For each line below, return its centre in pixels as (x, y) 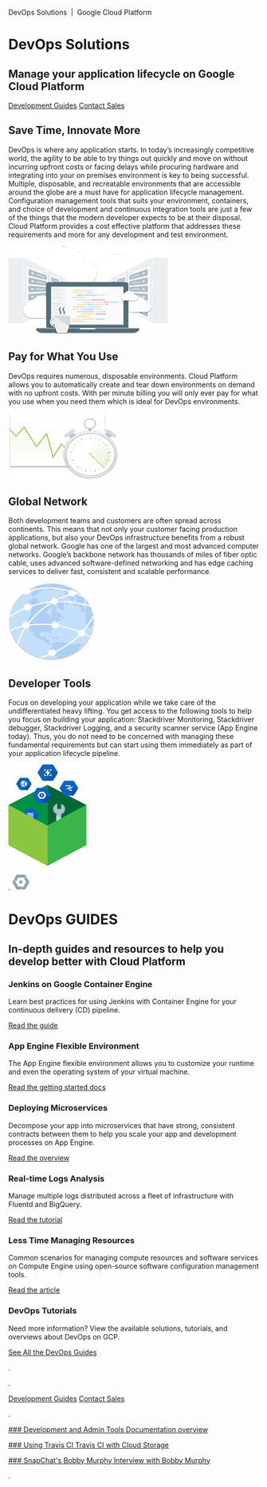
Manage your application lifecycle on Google (122, 74)
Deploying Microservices (58, 1108)
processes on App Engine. (51, 1142)
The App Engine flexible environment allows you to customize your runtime (132, 1064)
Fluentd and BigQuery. (45, 1205)
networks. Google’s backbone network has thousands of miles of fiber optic (133, 555)
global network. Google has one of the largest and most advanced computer (133, 546)
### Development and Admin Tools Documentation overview (108, 1429)
